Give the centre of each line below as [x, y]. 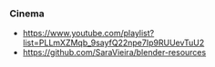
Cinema [27, 14]
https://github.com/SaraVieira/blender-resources [114, 53]
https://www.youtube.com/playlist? [88, 33]
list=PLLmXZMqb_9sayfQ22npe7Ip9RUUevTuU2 [113, 43]
